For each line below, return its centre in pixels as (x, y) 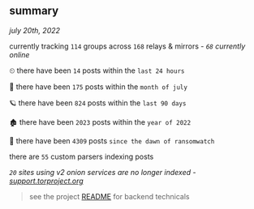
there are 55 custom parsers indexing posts (82, 156)
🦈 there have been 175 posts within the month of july (98, 87)
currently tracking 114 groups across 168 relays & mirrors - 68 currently (127, 46)
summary (34, 11)
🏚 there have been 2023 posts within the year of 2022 (100, 122)
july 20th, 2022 (34, 30)
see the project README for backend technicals (109, 196)
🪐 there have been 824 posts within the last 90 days (98, 103)
